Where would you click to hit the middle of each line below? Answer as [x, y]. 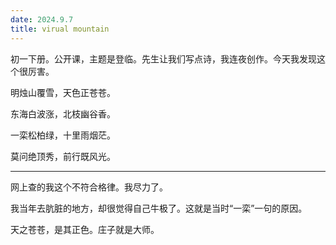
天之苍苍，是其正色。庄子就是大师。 [85, 229]
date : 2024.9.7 [42, 19]
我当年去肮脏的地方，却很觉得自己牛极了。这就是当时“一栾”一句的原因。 [159, 208]
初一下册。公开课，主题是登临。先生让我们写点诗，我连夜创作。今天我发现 [163, 58]
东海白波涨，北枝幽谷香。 [63, 113]
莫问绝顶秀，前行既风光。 [63, 156]
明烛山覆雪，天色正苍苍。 [63, 92]
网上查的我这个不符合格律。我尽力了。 [89, 187]
